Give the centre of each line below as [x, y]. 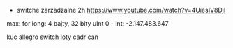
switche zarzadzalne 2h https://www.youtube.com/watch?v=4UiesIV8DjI [121, 10]
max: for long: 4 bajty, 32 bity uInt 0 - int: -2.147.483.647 [88, 23]
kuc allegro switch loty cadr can [53, 37]
